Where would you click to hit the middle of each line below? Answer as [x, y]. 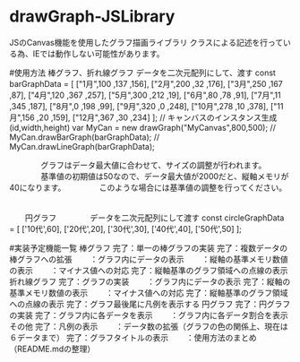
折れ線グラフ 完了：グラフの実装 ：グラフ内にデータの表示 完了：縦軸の [150, 281]
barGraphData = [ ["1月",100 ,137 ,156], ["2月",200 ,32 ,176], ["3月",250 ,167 [146, 83]
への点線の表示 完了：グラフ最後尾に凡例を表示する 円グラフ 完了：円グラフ [150, 304]
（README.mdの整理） [52, 349]
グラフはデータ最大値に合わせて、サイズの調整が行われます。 [153, 165]
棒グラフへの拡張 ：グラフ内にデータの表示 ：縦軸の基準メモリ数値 [149, 259]
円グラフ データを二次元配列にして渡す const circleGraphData [154, 218]
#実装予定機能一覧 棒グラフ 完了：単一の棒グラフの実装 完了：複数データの [149, 247]
